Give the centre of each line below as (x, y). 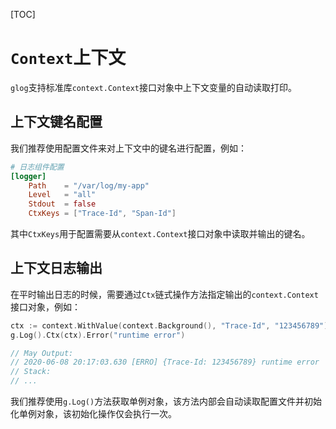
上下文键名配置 (56, 122)
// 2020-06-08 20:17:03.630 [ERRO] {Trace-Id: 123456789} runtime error (165, 362)
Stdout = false (62, 204)
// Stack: (31, 372)
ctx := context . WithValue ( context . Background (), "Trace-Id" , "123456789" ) (169, 325)
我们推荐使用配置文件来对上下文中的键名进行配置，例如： (128, 148)
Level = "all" (62, 195)
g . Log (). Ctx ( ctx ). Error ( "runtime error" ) (98, 335)
